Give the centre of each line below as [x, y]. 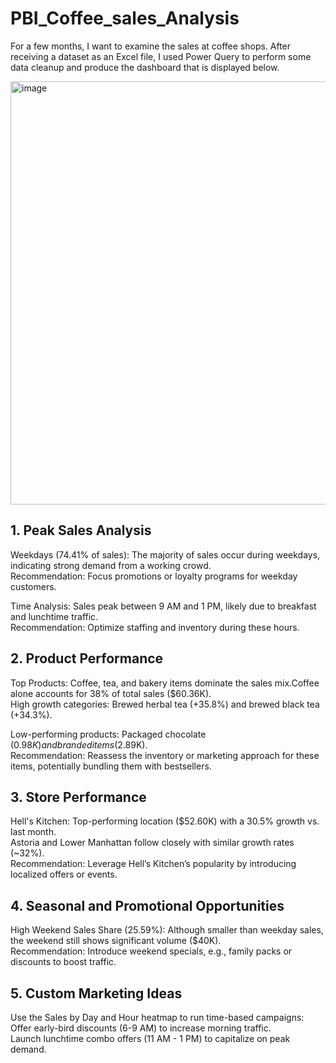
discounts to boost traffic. [63, 962]
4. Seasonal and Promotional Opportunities [147, 905]
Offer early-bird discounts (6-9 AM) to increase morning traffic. [141, 1028]
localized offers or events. [64, 874]
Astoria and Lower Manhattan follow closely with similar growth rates [152, 843]
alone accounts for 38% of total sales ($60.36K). [111, 693]
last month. [33, 832]
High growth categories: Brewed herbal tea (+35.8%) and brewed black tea [165, 704]
